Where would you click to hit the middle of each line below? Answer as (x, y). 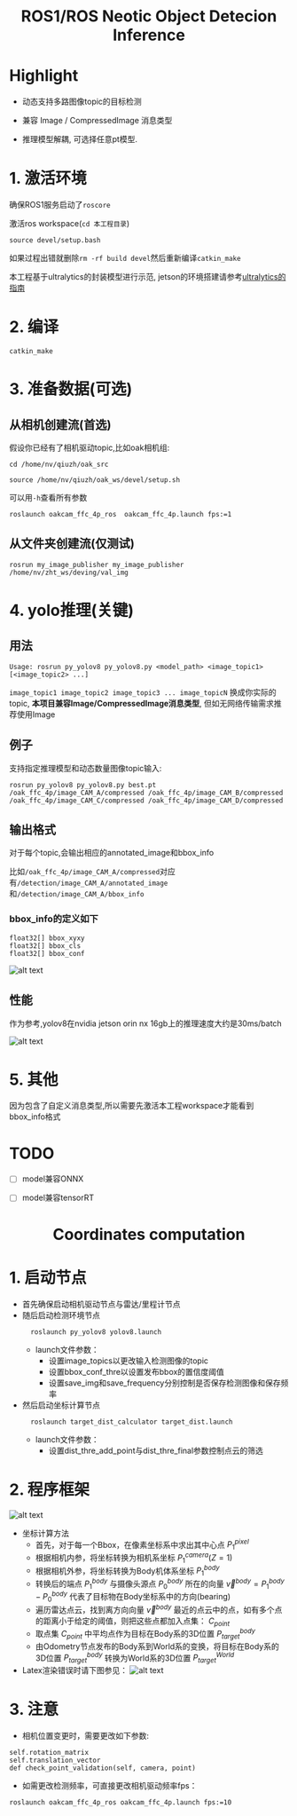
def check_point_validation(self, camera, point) (103, 1768)
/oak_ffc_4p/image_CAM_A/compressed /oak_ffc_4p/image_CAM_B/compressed (146, 793)
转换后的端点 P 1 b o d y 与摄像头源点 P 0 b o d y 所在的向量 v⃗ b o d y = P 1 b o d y (160, 1583)
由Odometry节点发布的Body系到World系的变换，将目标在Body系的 (157, 1646)
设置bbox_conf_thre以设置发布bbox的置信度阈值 (136, 1371)
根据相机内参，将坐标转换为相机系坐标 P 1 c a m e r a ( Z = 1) (134, 1558)
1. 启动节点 (48, 1278)
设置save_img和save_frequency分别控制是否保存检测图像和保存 (164, 1383)
